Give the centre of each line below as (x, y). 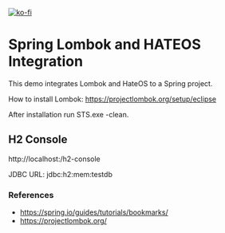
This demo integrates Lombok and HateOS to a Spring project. (111, 83)
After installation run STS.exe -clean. (69, 114)
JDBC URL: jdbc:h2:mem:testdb (61, 174)
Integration (46, 62)
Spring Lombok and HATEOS (105, 45)
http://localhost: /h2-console (55, 159)
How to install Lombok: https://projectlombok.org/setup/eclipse (112, 99)
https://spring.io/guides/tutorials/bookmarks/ (94, 212)
